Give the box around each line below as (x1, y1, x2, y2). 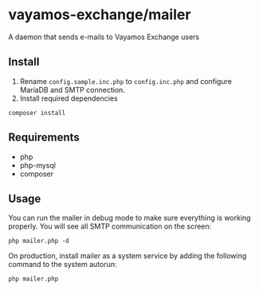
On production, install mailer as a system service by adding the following (8, 251, 247, 261)
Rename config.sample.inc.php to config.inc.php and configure (19, 76, 233, 86)
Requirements (8, 130, 80, 145)
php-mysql (19, 160, 56, 169)
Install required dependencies (19, 94, 118, 103)
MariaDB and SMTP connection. (19, 85, 126, 94)
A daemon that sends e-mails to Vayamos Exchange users (8, 32, 200, 42)
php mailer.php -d (8, 237, 69, 245)
